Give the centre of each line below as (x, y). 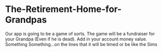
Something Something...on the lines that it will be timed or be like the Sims (81, 44)
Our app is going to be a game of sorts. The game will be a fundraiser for (80, 33)
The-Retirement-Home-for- (64, 9)
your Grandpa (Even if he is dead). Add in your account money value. (76, 39)
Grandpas (26, 20)
